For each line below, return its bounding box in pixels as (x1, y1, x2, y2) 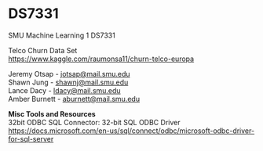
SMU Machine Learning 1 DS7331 (8, 31, 115, 40)
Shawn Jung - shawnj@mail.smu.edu (8, 77, 129, 87)
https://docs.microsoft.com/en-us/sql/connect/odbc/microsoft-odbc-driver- (8, 126, 255, 135)
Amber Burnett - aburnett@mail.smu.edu (8, 94, 140, 103)
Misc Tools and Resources (8, 109, 96, 118)
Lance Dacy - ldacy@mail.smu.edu (8, 85, 121, 95)
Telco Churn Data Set (8, 45, 78, 55)
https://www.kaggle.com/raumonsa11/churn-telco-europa (8, 54, 195, 63)
